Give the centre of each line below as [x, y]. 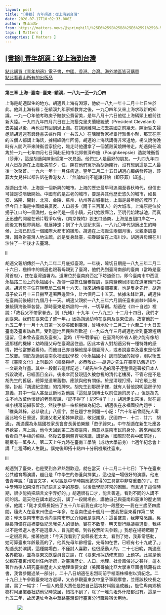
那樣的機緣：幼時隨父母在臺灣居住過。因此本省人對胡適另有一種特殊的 [81, 343]
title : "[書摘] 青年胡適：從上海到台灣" [42, 14]
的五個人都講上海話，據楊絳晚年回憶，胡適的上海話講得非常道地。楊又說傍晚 [83, 140]
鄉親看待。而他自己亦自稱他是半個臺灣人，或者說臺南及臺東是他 [91, 349]
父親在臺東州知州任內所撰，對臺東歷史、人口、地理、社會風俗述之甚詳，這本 [83, 561]
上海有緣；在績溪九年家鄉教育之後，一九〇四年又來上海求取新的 [87, 109]
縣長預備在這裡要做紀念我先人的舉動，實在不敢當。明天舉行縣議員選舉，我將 [83, 524]
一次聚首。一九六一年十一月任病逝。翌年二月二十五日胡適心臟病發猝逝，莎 [85, 171]
